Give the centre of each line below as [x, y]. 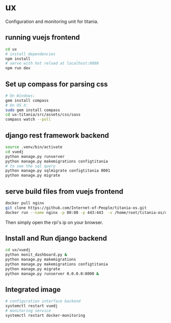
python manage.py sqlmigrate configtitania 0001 [58, 171]
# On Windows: [20, 96]
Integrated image [33, 290]
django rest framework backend [57, 135]
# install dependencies [31, 54]
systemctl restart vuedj [32, 306]
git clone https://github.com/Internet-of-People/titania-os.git [76, 208]
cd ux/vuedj [18, 250]
